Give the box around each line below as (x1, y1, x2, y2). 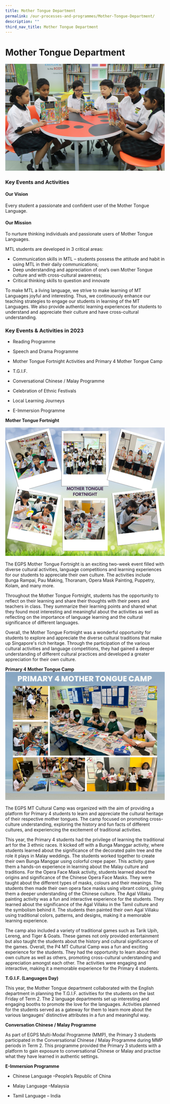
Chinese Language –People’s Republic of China (12, 1073, 111, 1079)
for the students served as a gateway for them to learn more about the (5, 1006, 152, 1012)
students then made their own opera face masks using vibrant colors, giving (5, 885, 164, 891)
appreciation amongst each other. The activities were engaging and (5, 960, 146, 966)
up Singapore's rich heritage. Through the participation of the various (5, 640, 150, 646)
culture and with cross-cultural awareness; (12, 272, 102, 278)
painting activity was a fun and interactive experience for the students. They (5, 896, 164, 902)
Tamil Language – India (12, 1092, 61, 1098)
